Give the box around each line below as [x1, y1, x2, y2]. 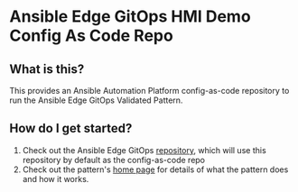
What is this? [9, 61, 85, 77]
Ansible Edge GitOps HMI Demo [9, 6, 251, 27]
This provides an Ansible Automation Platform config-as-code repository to [9, 86, 290, 96]
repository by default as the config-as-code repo [22, 154, 206, 165]
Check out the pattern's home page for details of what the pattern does [22, 164, 289, 175]
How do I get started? [9, 121, 133, 136]
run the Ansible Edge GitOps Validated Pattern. [9, 95, 183, 105]
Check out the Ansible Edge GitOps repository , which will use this [22, 144, 266, 155]
